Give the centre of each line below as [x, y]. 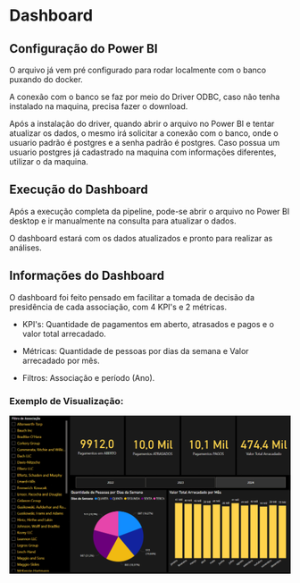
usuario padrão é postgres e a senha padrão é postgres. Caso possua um [145, 143]
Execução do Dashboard [79, 190]
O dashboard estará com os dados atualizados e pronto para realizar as [141, 238]
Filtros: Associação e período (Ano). [88, 377]
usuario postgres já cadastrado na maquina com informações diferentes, [143, 152]
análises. [25, 248]
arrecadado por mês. [61, 360]
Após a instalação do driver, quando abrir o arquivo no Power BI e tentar [142, 123]
